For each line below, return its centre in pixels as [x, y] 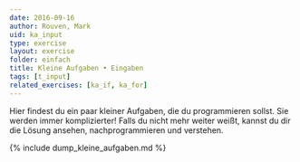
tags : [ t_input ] [40, 77]
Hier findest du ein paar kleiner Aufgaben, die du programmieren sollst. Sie [149, 110]
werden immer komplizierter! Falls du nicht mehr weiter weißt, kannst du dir [150, 120]
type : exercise [38, 43]
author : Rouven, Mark [50, 26]
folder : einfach [40, 60]
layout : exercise [42, 52]
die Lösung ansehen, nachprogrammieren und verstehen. [116, 130]
